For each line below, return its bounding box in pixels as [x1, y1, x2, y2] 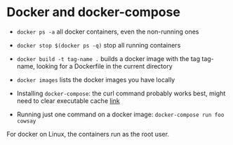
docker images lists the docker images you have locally [16, 75, 175, 84]
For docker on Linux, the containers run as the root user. [6, 130, 170, 138]
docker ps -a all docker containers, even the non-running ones [16, 27, 199, 36]
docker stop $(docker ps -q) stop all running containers [16, 41, 181, 49]
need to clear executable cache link [16, 96, 120, 105]
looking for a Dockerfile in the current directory [36, 62, 173, 70]
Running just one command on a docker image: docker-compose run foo [16, 110, 225, 118]
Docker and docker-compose [6, 4, 180, 20]
